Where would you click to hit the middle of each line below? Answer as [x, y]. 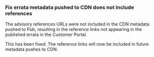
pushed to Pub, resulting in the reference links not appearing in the [74, 29]
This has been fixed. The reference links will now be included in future [77, 44]
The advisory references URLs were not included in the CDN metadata [77, 24]
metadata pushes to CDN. [32, 49]
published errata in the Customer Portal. [46, 35]
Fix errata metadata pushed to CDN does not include [70, 7]
